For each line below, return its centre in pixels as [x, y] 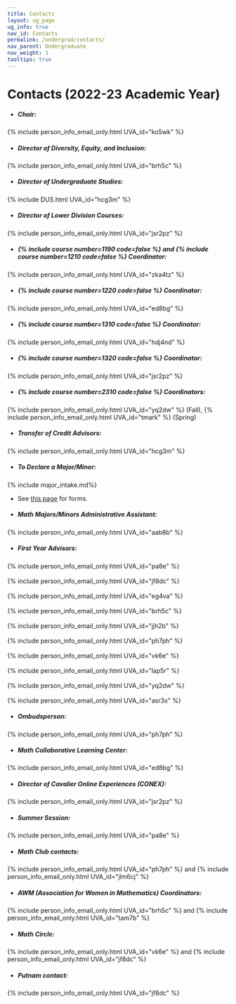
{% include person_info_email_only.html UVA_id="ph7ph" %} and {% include [118, 869]
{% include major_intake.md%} [52, 485]
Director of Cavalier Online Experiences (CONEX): [92, 784]
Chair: [27, 114]
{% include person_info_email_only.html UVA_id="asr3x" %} [94, 700]
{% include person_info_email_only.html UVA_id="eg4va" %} [95, 596]
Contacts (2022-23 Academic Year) [114, 94]
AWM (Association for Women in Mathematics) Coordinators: [110, 892]
